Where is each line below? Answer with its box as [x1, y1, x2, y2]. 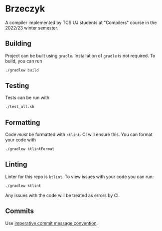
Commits [5, 207, 34, 215]
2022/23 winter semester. [5, 24, 58, 30]
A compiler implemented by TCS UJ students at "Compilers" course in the [5, 19, 157, 25]
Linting [5, 160, 27, 169]
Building [5, 39, 31, 48]
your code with [5, 137, 36, 143]
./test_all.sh [5, 104, 35, 109]
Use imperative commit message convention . [5, 220, 98, 226]
